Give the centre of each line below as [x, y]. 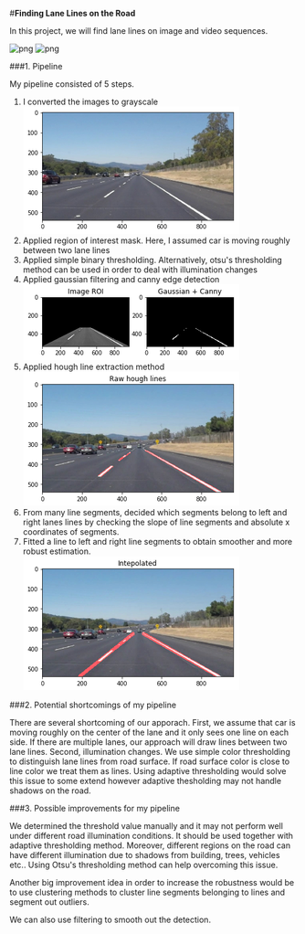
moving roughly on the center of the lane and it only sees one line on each [149, 732]
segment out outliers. [49, 902]
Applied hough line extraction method [94, 366]
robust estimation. [57, 551]
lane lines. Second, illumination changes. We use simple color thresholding [150, 752]
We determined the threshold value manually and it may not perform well [146, 826]
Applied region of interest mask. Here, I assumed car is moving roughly [156, 240]
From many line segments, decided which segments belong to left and [155, 512]
